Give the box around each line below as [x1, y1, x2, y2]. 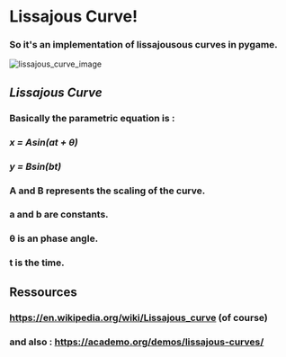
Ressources [9, 284, 78, 299]
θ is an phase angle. [9, 232, 99, 245]
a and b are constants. [9, 209, 110, 221]
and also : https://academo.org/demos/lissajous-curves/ [9, 335, 264, 348]
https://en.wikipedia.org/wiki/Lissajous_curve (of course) [9, 311, 268, 324]
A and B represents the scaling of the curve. [9, 184, 206, 197]
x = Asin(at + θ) [9, 136, 78, 148]
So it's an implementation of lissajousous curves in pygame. [9, 39, 279, 51]
